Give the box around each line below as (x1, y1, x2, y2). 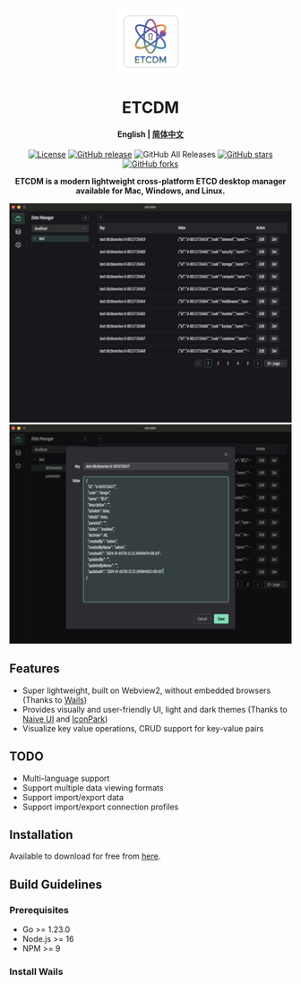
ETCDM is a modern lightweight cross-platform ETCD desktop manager (14, 176, 287, 187)
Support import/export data (21, 791, 124, 802)
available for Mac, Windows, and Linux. (75, 185, 226, 196)
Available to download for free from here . (9, 851, 161, 861)
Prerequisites (9, 903, 69, 916)
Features (9, 661, 60, 677)
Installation (9, 826, 73, 843)
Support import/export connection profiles (21, 801, 179, 812)
